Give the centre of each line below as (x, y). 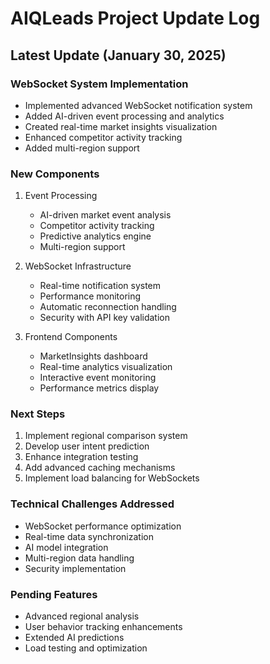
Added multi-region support (82, 148)
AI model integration (66, 547)
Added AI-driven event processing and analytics (124, 116)
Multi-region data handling (79, 558)
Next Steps (38, 414)
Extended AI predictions (74, 638)
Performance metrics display (99, 388)
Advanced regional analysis (82, 616)
